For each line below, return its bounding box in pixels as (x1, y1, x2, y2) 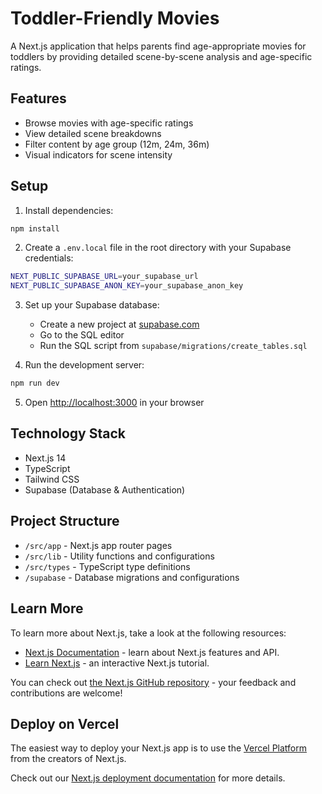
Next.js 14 (24, 452, 67, 464)
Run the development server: (24, 359, 145, 371)
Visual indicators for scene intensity (24, 148, 173, 161)
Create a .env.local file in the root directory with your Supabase (24, 242, 292, 254)
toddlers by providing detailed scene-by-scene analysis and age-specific (10, 50, 313, 62)
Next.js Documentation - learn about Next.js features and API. (24, 646, 280, 658)
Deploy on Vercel (10, 715, 120, 732)
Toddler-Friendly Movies (10, 7, 220, 30)
